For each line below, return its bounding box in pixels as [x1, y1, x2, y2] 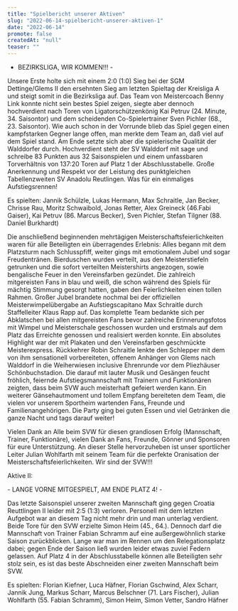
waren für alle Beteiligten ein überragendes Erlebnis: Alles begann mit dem [7, 240, 226, 249]
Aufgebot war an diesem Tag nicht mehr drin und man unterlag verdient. [7, 514, 219, 522]
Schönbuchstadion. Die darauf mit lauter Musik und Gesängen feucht [7, 369, 210, 377]
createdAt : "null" [7, 37, 62, 44]
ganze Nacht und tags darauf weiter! [7, 413, 115, 422]
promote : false [7, 30, 53, 38]
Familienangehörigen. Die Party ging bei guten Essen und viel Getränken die [7, 406, 230, 414]
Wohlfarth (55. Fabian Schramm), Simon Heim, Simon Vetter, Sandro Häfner [7, 596, 229, 604]
